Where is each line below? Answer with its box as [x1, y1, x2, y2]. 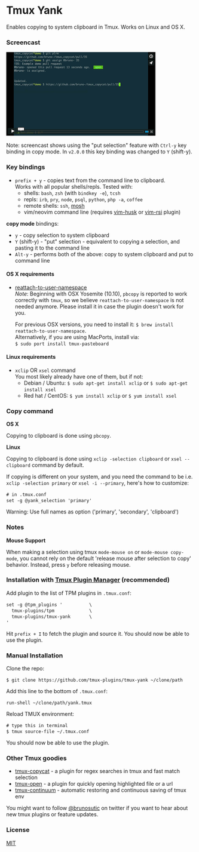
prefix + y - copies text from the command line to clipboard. [14, 177, 166, 184]
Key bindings [6, 163, 45, 171]
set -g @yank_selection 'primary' [6, 498, 93, 504]
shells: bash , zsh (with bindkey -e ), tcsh [23, 189, 121, 196]
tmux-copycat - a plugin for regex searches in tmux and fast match [14, 768, 180, 775]
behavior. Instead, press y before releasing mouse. [6, 561, 131, 568]
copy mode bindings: [6, 220, 59, 227]
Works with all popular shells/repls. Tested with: [14, 183, 133, 190]
